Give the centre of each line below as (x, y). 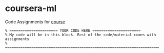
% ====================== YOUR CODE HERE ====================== (73, 30)
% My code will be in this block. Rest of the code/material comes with (81, 35)
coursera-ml (31, 8)
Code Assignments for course (35, 22)
